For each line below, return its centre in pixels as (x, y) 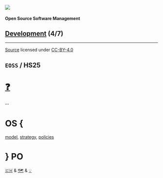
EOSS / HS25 (23, 65)
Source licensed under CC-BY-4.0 (39, 50)
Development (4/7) (34, 33)
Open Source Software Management (43, 18)
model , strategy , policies (30, 137)
